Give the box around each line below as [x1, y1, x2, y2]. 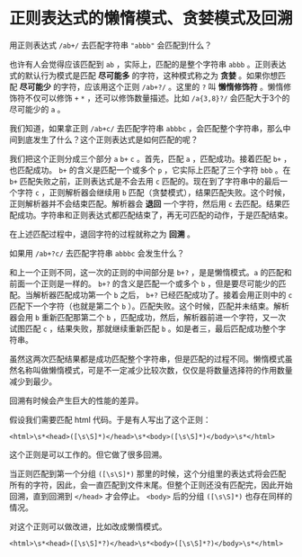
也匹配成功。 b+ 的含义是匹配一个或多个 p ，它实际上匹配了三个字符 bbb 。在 [9, 164, 291, 175]
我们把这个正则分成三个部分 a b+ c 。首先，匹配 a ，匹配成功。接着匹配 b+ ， [9, 153, 292, 164]
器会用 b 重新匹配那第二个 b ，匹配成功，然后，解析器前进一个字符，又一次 [9, 311, 287, 322]
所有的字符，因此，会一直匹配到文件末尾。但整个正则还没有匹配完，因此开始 [9, 479, 293, 490]
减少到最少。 [9, 375, 57, 387]
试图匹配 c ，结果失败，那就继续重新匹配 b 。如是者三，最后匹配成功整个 [9, 323, 279, 334]
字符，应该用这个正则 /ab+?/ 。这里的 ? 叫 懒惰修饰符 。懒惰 [60, 81, 284, 92]
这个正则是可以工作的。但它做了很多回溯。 [9, 449, 167, 460]
